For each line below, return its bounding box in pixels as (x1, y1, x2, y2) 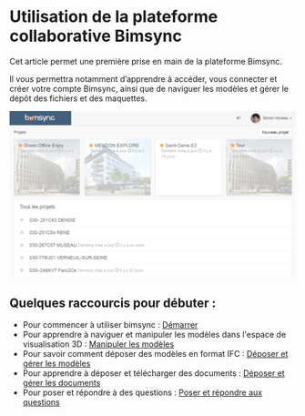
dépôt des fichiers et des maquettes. (9, 93, 147, 104)
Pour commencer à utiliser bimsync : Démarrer (22, 320, 198, 330)
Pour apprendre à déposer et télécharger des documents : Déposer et (22, 368, 285, 379)
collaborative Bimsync (9, 25, 182, 46)
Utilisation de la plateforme (9, 6, 219, 27)
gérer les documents (22, 378, 101, 389)
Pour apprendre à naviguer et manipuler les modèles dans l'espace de (22, 330, 287, 340)
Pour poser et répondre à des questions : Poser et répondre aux (22, 387, 262, 398)
